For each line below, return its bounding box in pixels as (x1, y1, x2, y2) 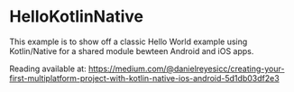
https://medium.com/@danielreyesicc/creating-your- (88, 63, 285, 74)
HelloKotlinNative (9, 6, 144, 27)
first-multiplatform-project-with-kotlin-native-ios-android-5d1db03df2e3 (9, 72, 280, 83)
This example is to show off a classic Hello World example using (9, 36, 248, 47)
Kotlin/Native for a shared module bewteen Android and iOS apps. (9, 45, 254, 56)
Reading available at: (9, 63, 87, 74)
